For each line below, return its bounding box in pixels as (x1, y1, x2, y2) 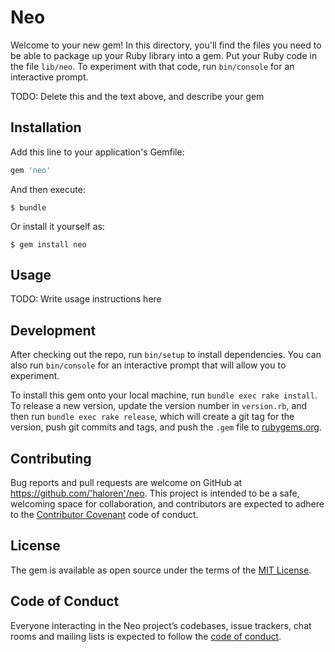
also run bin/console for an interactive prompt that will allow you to (10, 359, 287, 371)
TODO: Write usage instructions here (10, 293, 162, 305)
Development (10, 322, 97, 339)
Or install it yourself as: (10, 220, 105, 232)
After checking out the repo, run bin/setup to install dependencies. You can (10, 349, 322, 361)
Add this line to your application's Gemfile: (10, 146, 185, 158)
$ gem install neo (10, 239, 87, 250)
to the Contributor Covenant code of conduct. (10, 509, 199, 521)
